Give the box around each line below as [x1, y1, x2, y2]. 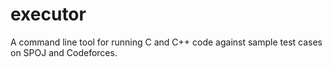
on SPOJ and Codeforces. [10, 46, 118, 58]
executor [10, 3, 87, 26]
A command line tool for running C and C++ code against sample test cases [10, 36, 323, 48]
